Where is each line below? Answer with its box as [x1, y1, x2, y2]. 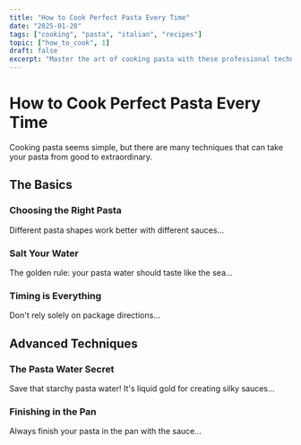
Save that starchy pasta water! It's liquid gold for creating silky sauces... [9, 382, 275, 394]
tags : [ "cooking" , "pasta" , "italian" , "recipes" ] [9, 30, 202, 39]
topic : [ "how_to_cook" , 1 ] [9, 38, 110, 47]
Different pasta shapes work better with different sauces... [9, 225, 225, 235]
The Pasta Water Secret [9, 363, 115, 375]
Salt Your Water [9, 247, 79, 260]
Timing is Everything [9, 289, 101, 302]
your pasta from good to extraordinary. [9, 151, 153, 162]
